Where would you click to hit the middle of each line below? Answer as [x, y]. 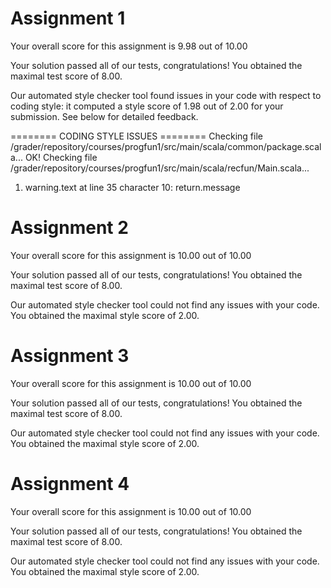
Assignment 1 [68, 18]
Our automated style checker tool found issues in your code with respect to [166, 95]
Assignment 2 [69, 228]
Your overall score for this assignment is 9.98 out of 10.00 [129, 46]
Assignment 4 [70, 484]
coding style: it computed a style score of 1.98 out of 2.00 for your [147, 106]
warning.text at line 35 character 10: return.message [132, 187]
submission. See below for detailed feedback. [104, 116]
